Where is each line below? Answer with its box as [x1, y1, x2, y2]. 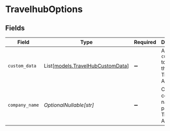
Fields [5, 24, 25, 32]
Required [134, 39, 156, 46]
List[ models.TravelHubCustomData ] [44, 62, 130, 69]
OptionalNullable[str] [44, 102, 95, 108]
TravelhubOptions [5, 4, 83, 15]
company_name [8, 102, 39, 108]
